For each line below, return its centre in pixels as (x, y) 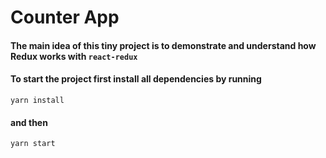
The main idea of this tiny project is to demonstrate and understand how (163, 45)
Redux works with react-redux (74, 56)
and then (29, 122)
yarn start (33, 144)
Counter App (65, 17)
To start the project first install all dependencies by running (136, 79)
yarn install (37, 100)
